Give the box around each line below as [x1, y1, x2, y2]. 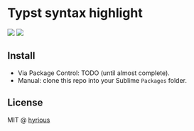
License [7, 97, 43, 109]
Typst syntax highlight [7, 5, 144, 21]
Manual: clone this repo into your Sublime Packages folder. [17, 76, 187, 84]
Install [7, 50, 36, 62]
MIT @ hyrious [7, 115, 50, 124]
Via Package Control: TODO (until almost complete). [17, 69, 171, 77]
